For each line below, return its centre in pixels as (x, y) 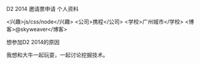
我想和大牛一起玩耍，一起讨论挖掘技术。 (57, 55)
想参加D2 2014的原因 (33, 42)
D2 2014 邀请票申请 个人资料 (43, 9)
